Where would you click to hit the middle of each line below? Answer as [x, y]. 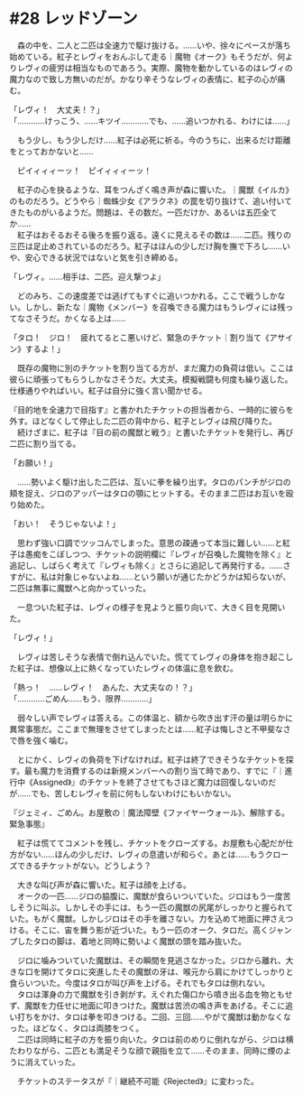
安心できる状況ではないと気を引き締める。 [104, 257]
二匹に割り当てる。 [45, 443]
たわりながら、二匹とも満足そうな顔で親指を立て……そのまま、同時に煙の [147, 1050]
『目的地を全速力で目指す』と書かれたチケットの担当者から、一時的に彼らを [151, 409]
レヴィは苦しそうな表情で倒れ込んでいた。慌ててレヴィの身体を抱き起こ [151, 656]
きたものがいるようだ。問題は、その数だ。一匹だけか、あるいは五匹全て [143, 212]
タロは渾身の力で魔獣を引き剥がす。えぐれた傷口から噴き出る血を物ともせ [155, 994]
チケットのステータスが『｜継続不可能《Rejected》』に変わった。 [138, 1081]
